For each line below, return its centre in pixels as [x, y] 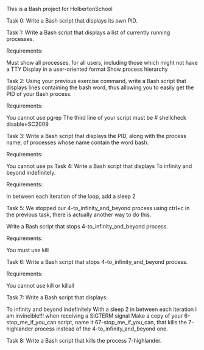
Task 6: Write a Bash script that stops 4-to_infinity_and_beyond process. [97, 262]
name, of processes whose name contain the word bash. [78, 142]
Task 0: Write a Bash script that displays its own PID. [72, 20]
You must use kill [28, 250]
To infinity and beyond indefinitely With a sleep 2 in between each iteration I [101, 309]
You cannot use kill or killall [40, 286]
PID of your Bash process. [39, 94]
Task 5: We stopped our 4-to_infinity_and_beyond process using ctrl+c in [98, 208]
